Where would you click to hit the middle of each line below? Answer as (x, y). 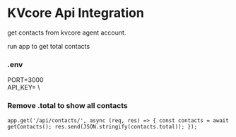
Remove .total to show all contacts (68, 106)
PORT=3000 (25, 80)
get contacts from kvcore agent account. (67, 32)
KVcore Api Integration (76, 13)
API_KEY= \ (24, 88)
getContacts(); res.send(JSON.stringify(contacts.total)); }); (102, 126)
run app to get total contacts (49, 46)
